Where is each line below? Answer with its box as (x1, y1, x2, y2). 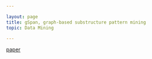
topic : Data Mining (6, 25, 54, 31)
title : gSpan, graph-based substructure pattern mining (6, 19, 146, 25)
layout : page (6, 14, 38, 19)
